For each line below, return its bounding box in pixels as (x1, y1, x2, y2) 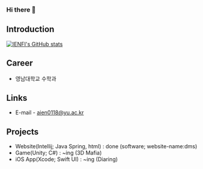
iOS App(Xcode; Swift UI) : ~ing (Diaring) (15, 156, 118, 163)
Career (6, 58, 34, 69)
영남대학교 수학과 (15, 75, 57, 82)
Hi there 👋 (6, 5, 37, 14)
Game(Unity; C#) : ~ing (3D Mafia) (15, 149, 102, 157)
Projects (6, 126, 39, 137)
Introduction (6, 24, 55, 35)
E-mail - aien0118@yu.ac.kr (15, 109, 84, 116)
